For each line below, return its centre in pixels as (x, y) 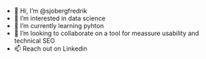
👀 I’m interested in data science (60, 18)
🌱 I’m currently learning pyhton (59, 26)
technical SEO (34, 41)
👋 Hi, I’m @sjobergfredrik (50, 11)
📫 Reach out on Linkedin (51, 48)
